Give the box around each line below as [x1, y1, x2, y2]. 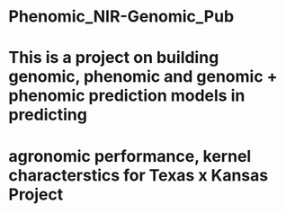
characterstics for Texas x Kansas [8, 164, 269, 185]
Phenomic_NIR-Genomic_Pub [8, 6, 235, 27]
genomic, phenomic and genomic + [8, 67, 278, 87]
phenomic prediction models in [8, 85, 246, 106]
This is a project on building [8, 48, 219, 68]
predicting [8, 105, 87, 125]
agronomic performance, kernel [8, 146, 252, 166]
